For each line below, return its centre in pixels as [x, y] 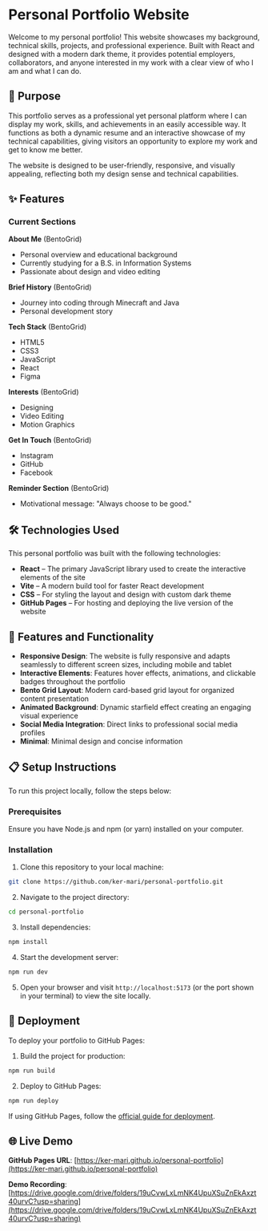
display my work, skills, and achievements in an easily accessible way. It [127, 124]
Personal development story [66, 311]
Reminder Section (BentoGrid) [59, 488]
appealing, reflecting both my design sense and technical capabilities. [124, 173]
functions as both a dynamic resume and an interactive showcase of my [127, 132]
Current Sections [42, 222]
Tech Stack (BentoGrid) [48, 327]
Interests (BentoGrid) [44, 392]
